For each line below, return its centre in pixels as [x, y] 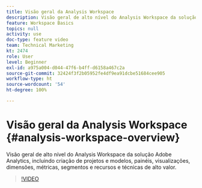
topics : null [23, 29]
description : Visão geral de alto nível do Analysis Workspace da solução [102, 17]
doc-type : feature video [37, 40]
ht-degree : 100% [26, 90]
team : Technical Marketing [40, 46]
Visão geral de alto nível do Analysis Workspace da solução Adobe [89, 154]
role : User [20, 56]
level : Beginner [26, 62]
